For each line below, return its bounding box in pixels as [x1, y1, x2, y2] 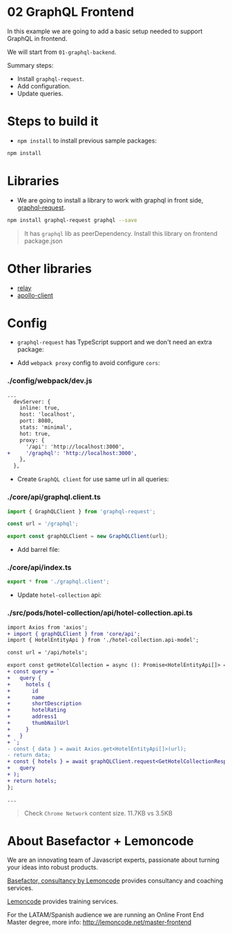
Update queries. [17, 89, 64, 98]
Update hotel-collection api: [17, 591, 102, 599]
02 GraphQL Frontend [7, 4, 135, 20]
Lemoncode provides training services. [7, 897, 119, 906]
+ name [7, 694, 45, 701]
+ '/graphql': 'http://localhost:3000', [7, 450, 137, 456]
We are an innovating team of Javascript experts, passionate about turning [7, 856, 220, 865]
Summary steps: [7, 61, 54, 69]
